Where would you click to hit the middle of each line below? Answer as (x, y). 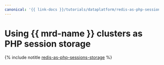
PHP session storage (48, 44)
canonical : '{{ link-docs (31, 9)
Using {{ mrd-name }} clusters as (74, 33)
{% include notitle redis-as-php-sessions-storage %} (58, 57)
